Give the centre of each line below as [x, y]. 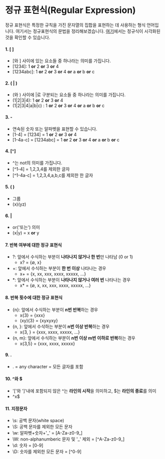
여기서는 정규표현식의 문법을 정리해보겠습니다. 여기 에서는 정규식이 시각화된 [88, 31]
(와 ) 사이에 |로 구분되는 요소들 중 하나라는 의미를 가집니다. [69, 95]
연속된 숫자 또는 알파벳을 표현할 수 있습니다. [55, 129]
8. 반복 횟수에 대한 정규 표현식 [34, 297]
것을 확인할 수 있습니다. [28, 37]
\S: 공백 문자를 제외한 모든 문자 [42, 427]
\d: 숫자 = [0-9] [28, 446]
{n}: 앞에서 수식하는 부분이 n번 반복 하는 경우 [55, 310]
